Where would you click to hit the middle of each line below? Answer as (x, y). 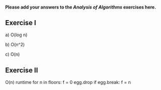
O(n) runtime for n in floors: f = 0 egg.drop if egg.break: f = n (68, 82)
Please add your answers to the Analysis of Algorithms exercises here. (81, 7)
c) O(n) (13, 54)
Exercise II (22, 70)
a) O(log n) (16, 35)
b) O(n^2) (15, 45)
